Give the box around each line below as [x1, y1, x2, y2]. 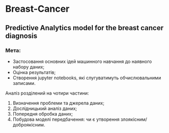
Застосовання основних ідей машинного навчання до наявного [12, 58, 152, 64]
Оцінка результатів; [12, 69, 56, 75]
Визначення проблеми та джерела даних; [12, 100, 104, 106]
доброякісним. [12, 121, 45, 128]
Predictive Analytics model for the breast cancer [5, 24, 164, 32]
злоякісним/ [120, 116, 147, 122]
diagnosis [5, 31, 37, 40]
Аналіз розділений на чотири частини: [5, 90, 89, 96]
